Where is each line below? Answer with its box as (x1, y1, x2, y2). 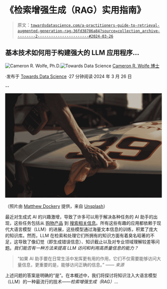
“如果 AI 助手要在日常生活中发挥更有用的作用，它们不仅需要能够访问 (17, 256, 157, 262)
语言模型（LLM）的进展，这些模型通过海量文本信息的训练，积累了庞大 (13, 226, 158, 232)
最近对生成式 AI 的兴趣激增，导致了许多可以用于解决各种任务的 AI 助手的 (5, 214, 154, 220)
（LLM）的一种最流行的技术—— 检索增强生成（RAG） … (5, 279, 118, 285)
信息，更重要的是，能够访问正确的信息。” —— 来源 (21, 262, 124, 268)
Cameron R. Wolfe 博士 (112, 63, 160, 69)
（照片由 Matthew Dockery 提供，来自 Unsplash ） (5, 203, 108, 209)
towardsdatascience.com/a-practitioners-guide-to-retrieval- (30, 23, 160, 28)
